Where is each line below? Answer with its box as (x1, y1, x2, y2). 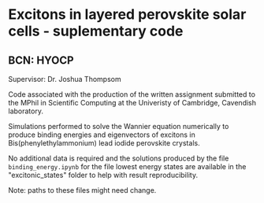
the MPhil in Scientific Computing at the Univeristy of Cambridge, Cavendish (8, 98, 257, 107)
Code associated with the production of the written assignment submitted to (8, 90, 256, 99)
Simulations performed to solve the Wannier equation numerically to (8, 122, 229, 131)
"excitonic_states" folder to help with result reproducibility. (8, 171, 199, 179)
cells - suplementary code (8, 22, 184, 40)
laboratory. (8, 106, 43, 116)
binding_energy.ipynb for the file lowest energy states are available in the (8, 162, 247, 171)
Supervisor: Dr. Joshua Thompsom (8, 75, 121, 83)
